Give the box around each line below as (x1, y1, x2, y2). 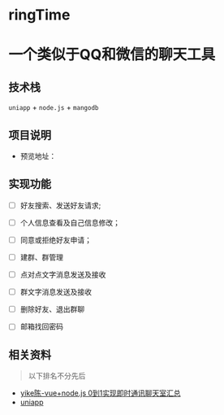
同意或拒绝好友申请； (19, 234, 92, 245)
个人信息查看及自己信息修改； (19, 217, 120, 227)
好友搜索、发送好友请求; (19, 200, 101, 210)
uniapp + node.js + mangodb (8, 103, 99, 112)
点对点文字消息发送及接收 (19, 270, 106, 280)
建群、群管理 (19, 252, 63, 262)
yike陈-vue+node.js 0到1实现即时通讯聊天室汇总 (19, 388, 181, 398)
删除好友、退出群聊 (19, 304, 85, 314)
